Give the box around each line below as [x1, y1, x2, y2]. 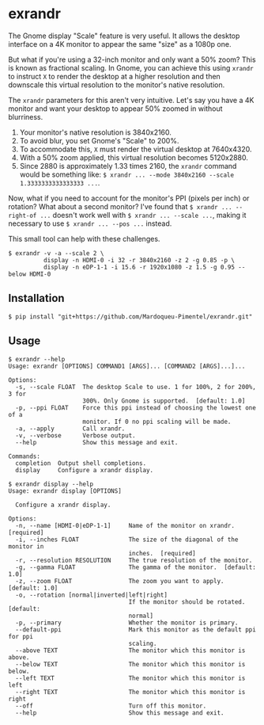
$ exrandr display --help [8, 480, 93, 488]
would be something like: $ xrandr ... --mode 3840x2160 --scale [19, 170, 235, 179]
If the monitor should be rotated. [128, 597, 246, 606]
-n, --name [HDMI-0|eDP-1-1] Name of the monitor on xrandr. [15, 521, 236, 529]
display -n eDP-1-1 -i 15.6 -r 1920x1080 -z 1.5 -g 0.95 [43, 263, 236, 271]
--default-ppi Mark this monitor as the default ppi [15, 625, 257, 634]
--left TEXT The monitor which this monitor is [15, 674, 246, 682]
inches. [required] [128, 549, 196, 557]
